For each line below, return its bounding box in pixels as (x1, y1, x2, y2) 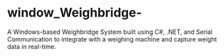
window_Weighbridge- (7, 5, 143, 21)
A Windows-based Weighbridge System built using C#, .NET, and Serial (7, 28, 213, 36)
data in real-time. (7, 42, 56, 50)
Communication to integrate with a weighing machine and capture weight (7, 35, 217, 43)
